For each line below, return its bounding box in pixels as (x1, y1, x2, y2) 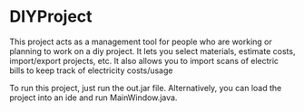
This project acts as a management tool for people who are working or (9, 36, 272, 47)
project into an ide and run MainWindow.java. (9, 92, 178, 103)
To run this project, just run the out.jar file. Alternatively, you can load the (9, 82, 282, 93)
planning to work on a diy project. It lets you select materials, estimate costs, (9, 45, 296, 56)
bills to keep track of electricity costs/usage (9, 65, 173, 76)
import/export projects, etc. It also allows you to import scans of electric (9, 55, 279, 66)
